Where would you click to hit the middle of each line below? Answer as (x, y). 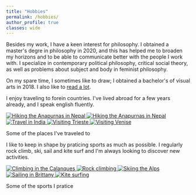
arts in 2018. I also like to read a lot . (49, 87)
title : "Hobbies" (27, 11)
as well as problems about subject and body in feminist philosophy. (87, 69)
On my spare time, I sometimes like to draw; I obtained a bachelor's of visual (98, 81)
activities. (18, 157)
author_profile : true (32, 22)
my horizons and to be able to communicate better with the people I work (94, 57)
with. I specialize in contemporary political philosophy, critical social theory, (97, 63)
